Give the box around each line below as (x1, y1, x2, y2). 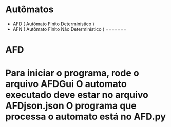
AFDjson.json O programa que (5, 100, 137, 112)
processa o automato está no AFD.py (5, 111, 166, 122)
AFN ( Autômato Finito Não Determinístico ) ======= (12, 26, 127, 32)
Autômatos (5, 4, 54, 15)
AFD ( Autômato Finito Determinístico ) (12, 20, 95, 27)
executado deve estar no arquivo (5, 89, 149, 101)
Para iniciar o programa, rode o (5, 68, 140, 79)
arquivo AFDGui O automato (5, 78, 127, 90)
